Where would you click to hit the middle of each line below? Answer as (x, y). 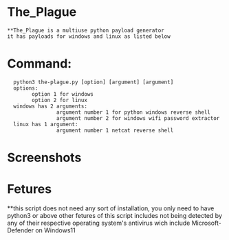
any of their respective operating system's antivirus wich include (99, 223)
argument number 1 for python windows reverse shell (133, 112)
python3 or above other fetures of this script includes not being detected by (115, 216)
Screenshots (44, 158)
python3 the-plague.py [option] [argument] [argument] (94, 82)
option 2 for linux (60, 100)
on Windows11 (55, 230)
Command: (40, 64)
